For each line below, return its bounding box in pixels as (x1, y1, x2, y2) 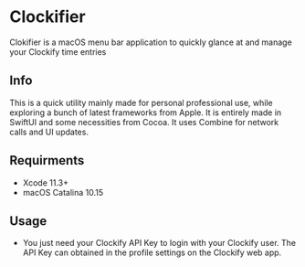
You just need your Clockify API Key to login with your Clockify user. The (22, 238, 297, 249)
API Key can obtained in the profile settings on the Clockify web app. (22, 247, 282, 258)
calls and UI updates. (9, 126, 89, 137)
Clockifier (9, 6, 86, 27)
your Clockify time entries (9, 46, 107, 57)
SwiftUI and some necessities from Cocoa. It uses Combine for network (9, 116, 279, 127)
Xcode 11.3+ (22, 176, 68, 188)
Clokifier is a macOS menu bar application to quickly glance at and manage (9, 37, 292, 48)
